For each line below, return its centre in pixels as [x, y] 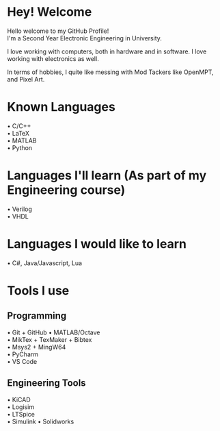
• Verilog [20, 209]
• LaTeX [18, 133]
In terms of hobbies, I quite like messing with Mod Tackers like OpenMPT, [110, 72]
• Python [20, 147]
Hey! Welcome [50, 12]
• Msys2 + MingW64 [37, 347]
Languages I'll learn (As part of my [107, 176]
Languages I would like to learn [97, 244]
